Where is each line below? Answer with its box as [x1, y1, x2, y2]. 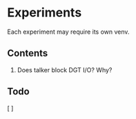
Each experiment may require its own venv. [7, 28, 130, 36]
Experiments [7, 5, 82, 21]
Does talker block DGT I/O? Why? [17, 65, 113, 74]
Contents [7, 47, 48, 59]
